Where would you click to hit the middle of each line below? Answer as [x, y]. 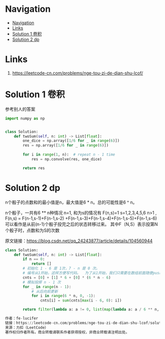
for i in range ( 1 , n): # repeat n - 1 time [69, 155]
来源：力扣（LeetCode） [27, 327]
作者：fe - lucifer [22, 318]
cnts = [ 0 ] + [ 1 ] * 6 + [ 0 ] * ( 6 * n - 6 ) [67, 277]
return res [34, 168]
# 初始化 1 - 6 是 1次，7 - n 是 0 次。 [61, 268]
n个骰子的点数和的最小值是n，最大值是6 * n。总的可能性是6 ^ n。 [71, 202]
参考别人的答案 [20, 109]
